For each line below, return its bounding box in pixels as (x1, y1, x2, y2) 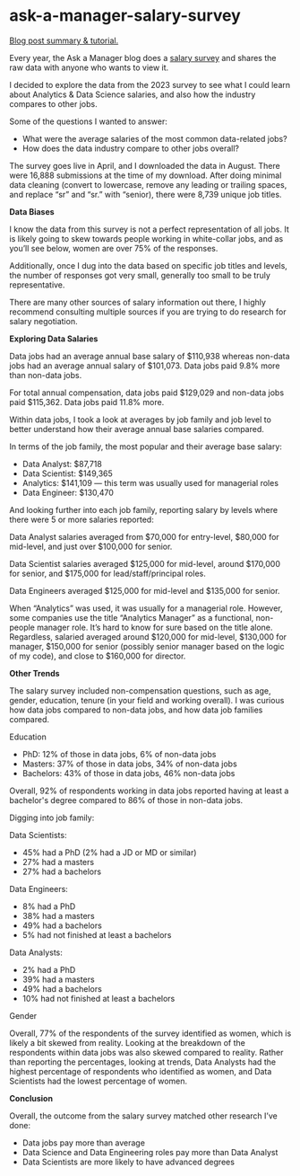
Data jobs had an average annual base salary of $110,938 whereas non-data (9, 350, 290, 361)
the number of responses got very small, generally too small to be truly (9, 270, 271, 280)
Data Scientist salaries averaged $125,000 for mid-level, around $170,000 (9, 558, 280, 569)
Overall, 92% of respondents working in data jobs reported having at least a (9, 785, 289, 796)
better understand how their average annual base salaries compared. (9, 423, 264, 434)
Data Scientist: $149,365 (21, 468, 114, 479)
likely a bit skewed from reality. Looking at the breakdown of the (9, 1037, 246, 1048)
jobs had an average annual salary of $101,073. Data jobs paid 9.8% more (9, 360, 280, 371)
